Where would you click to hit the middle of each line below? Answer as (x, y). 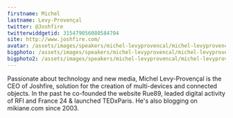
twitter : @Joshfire (35, 26)
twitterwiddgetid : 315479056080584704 (63, 33)
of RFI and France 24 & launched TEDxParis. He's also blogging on (102, 101)
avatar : (18, 46)
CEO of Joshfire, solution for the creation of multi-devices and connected (112, 86)
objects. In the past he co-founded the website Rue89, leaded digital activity (116, 93)
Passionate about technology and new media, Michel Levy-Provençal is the (114, 78)
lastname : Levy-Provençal (44, 20)
